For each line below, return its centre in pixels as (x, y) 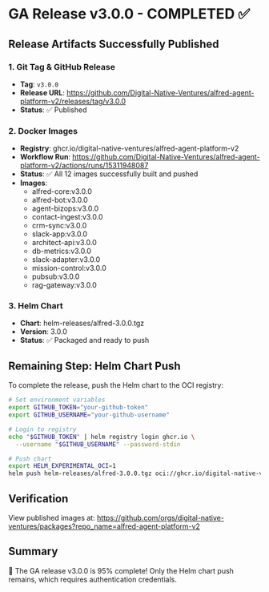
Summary (33, 552)
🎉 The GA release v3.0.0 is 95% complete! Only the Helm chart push (121, 570)
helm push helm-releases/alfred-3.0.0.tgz (80, 473)
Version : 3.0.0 (44, 332)
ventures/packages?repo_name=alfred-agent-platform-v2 (104, 526)
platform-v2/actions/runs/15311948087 (84, 166)
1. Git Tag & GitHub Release (62, 66)
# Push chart (30, 459)
